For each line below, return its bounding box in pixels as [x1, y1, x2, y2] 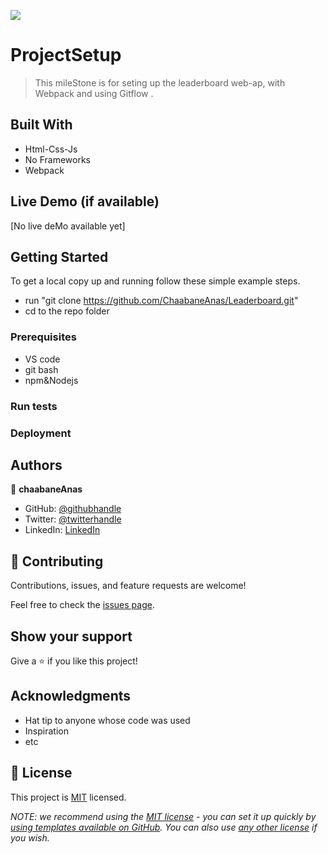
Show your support [10, 628, 133, 645]
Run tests [10, 399, 58, 413]
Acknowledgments [10, 688, 132, 705]
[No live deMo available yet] [10, 220, 126, 232]
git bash [24, 363, 59, 375]
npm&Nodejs [24, 374, 79, 386]
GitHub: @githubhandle [24, 503, 122, 515]
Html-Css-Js [24, 143, 78, 155]
